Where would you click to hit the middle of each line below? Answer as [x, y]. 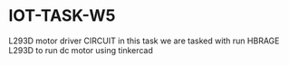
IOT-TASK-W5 [62, 16]
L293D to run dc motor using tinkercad [81, 50]
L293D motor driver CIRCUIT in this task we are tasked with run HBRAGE [144, 41]
